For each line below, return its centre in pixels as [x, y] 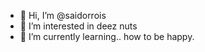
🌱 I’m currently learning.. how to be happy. [107, 36]
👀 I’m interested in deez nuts [78, 26]
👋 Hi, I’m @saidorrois [63, 15]
